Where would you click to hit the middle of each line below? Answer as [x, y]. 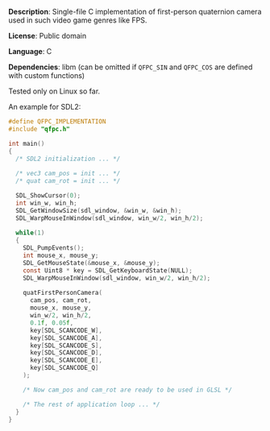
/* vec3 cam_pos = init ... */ [68, 174]
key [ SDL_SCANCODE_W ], [66, 330]
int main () [27, 143]
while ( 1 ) [30, 233]
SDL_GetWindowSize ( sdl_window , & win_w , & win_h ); [99, 210]
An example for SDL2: [45, 107]
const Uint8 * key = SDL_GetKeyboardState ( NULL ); [108, 270]
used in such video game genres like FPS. [78, 20]
